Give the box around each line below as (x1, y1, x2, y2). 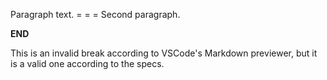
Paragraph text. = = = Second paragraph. (10, 9, 181, 20)
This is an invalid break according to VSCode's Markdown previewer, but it (10, 47, 318, 59)
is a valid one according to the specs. (10, 58, 165, 69)
